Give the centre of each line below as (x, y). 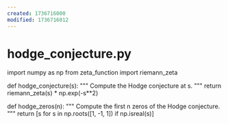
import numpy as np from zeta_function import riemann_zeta (92, 73)
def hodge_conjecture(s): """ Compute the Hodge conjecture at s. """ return (114, 86)
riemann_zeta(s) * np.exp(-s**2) (53, 93)
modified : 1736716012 (38, 20)
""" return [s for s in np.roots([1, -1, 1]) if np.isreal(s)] (80, 114)
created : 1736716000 (37, 13)
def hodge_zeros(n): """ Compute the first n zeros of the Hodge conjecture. (114, 106)
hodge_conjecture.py (69, 54)
